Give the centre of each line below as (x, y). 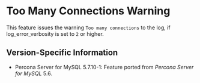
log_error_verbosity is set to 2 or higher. (55, 33)
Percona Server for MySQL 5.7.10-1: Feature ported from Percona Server (104, 67)
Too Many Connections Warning (88, 11)
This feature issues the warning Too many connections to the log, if (88, 27)
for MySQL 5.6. (34, 73)
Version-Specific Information (62, 53)
